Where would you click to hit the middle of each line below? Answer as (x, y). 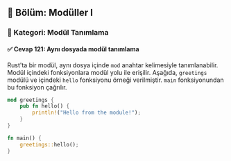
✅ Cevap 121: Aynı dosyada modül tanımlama (74, 49)
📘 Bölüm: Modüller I (50, 13)
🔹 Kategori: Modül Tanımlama (58, 33)
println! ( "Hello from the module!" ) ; (86, 113)
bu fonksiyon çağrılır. (37, 87)
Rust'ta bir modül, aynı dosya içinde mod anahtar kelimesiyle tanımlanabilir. (113, 65)
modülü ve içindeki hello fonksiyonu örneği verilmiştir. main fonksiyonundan (115, 80)
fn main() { (24, 138)
